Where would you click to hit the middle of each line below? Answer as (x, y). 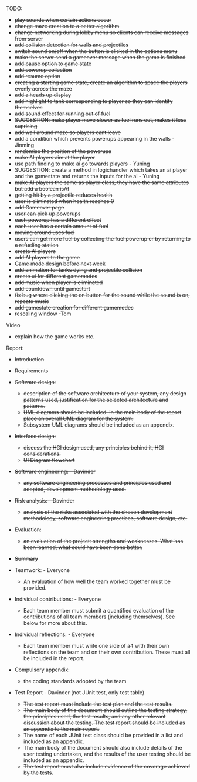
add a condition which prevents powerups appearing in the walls (93, 139)
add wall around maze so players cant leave (68, 132)
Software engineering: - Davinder (55, 471)
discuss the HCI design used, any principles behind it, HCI (94, 447)
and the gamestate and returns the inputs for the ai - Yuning (87, 176)
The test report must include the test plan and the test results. (98, 704)
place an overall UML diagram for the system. (78, 418)
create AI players (35, 251)
